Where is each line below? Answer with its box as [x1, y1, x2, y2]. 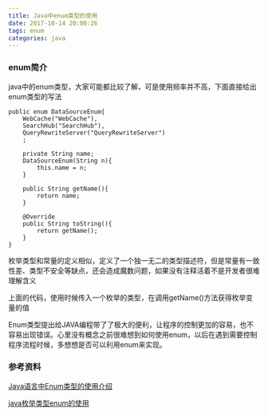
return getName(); [37, 226, 98, 234]
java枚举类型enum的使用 [8, 398, 89, 408]
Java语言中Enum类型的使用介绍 [8, 381, 113, 390]
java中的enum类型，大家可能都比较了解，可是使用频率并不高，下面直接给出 [8, 82, 257, 91]
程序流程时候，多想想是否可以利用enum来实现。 [8, 339, 167, 349]
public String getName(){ [22, 185, 109, 193]
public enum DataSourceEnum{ [8, 107, 105, 116]
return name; [37, 191, 81, 200]
